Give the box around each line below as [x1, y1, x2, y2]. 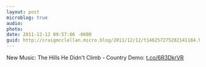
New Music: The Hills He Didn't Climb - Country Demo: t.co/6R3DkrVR [6, 54, 184, 61]
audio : [6, 20, 23, 26]
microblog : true [6, 15, 48, 21]
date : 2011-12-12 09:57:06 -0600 [6, 32, 92, 38]
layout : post [6, 9, 40, 15]
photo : [6, 26, 23, 32]
